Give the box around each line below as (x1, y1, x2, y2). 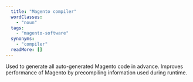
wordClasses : (11, 14, 43, 20)
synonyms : (11, 36, 35, 42)
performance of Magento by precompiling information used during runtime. (5, 69, 188, 76)
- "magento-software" (16, 30, 69, 36)
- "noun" (16, 19, 38, 25)
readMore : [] (11, 47, 43, 53)
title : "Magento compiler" (11, 8, 77, 15)
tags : (11, 25, 25, 31)
